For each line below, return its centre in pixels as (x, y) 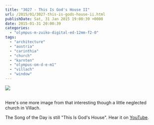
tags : (11, 38)
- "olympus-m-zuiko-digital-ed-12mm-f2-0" (54, 33)
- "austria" (22, 46)
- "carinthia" (24, 51)
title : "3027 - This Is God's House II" (48, 10)
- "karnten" (22, 60)
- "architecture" (28, 42)
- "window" (21, 74)
